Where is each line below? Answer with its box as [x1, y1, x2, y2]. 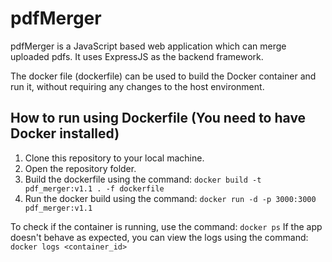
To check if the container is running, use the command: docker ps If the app [10, 220, 323, 232]
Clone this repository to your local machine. [24, 152, 205, 164]
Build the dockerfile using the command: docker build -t [24, 173, 262, 185]
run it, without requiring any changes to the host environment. [10, 80, 265, 92]
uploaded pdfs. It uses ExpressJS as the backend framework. [10, 50, 264, 62]
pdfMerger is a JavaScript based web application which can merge [10, 40, 287, 52]
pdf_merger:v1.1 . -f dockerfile [24, 183, 165, 194]
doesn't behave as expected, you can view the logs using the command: [10, 231, 309, 243]
